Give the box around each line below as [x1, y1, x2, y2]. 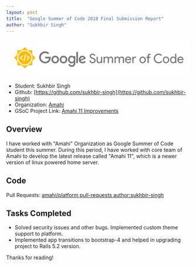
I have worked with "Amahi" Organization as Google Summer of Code [6, 140, 174, 147]
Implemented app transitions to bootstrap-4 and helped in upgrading [14, 236, 181, 243]
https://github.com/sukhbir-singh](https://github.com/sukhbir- [35, 88, 186, 95]
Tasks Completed [6, 208, 72, 218]
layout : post [6, 9, 38, 15]
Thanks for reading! [6, 254, 54, 261]
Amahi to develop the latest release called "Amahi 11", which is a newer [6, 152, 177, 159]
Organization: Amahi [14, 101, 65, 108]
